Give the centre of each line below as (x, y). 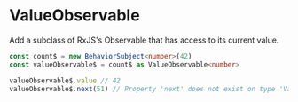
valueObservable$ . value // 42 (65, 81)
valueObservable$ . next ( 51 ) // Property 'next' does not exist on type (142, 89)
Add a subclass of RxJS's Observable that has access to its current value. (144, 40)
